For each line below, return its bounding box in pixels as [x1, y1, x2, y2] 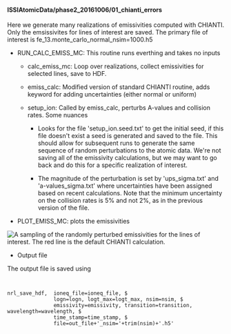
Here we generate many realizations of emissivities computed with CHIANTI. [7, 21, 225, 29]
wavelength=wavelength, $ [7, 308, 81, 315]
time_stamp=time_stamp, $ [53, 314, 128, 321]
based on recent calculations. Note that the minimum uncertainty [37, 189, 223, 197]
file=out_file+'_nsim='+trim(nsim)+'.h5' [53, 320, 174, 327]
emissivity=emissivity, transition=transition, [53, 302, 193, 309]
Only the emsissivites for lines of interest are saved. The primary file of [7, 28, 208, 37]
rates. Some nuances [27, 111, 88, 119]
